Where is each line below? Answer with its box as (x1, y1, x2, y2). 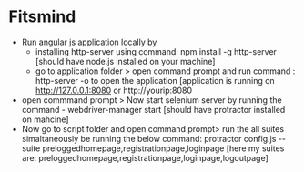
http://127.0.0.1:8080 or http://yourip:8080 (35, 85, 193, 96)
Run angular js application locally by (21, 36, 157, 47)
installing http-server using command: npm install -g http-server (35, 46, 277, 56)
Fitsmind (8, 6, 76, 27)
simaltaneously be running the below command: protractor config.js (21, 133, 277, 144)
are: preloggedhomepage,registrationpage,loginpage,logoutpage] (21, 152, 269, 163)
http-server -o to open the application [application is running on (35, 75, 275, 86)
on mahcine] (21, 114, 69, 125)
